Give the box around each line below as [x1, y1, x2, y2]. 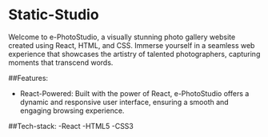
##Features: [8, 73, 49, 83]
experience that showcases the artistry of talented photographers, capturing [8, 49, 261, 58]
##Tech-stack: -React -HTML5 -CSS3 [8, 121, 134, 131]
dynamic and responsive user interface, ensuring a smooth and [19, 97, 230, 107]
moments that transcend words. [8, 58, 114, 67]
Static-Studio [8, 6, 99, 24]
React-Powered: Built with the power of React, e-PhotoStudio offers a [19, 88, 250, 98]
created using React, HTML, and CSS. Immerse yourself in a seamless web [8, 40, 255, 50]
